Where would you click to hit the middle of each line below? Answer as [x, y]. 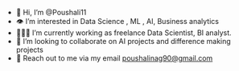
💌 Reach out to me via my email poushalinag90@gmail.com [114, 58]
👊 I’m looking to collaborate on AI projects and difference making [123, 41]
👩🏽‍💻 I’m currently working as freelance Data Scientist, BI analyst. [124, 33]
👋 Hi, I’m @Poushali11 [51, 12]
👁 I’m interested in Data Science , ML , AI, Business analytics [117, 21]
